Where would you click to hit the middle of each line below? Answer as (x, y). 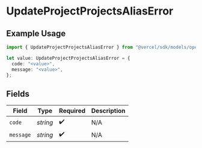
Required (72, 111)
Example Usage (36, 34)
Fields (18, 94)
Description (108, 111)
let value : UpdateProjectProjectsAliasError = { (68, 58)
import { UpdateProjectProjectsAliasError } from (70, 47)
